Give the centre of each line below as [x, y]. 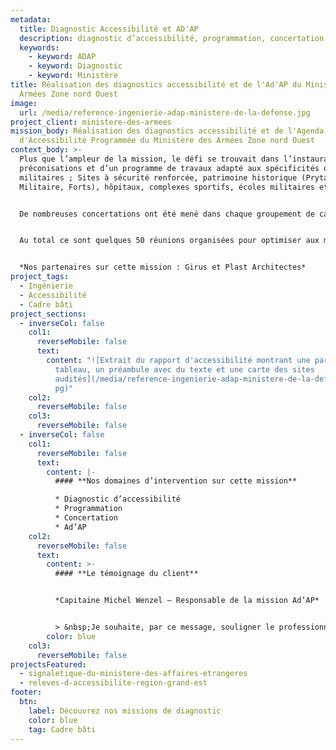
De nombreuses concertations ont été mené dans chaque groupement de [167, 214]
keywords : [39, 47]
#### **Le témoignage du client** [126, 574]
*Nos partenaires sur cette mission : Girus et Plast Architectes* [163, 267]
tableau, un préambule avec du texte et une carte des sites [184, 369]
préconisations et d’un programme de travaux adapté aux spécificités [169, 168]
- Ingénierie [46, 286]
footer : [26, 692]
